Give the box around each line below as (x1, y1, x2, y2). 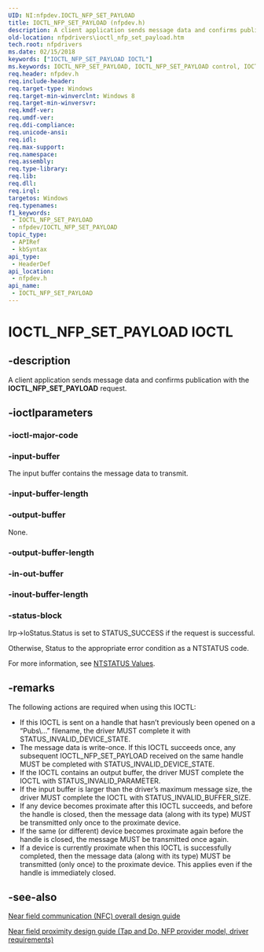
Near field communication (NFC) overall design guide (8, 911, 181, 921)
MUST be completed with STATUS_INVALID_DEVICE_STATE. (19, 759, 214, 769)
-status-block (8, 610, 63, 621)
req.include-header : (8, 77, 76, 85)
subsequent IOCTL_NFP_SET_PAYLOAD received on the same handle (19, 751, 244, 760)
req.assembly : (8, 158, 55, 166)
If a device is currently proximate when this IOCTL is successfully (19, 843, 232, 852)
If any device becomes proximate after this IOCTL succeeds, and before (19, 801, 253, 810)
